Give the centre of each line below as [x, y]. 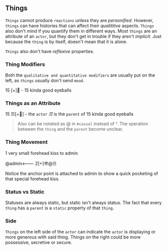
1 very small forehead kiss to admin [42, 153]
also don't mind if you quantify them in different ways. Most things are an [81, 31]
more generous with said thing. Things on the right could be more [73, 237]
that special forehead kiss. [33, 179]
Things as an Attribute [33, 103]
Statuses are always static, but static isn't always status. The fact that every [83, 203]
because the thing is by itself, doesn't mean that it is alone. [66, 42]
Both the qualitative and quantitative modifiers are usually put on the [80, 75]
